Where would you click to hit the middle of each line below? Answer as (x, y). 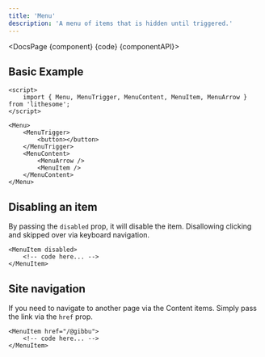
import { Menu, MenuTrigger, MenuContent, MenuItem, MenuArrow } (135, 98)
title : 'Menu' (32, 16)
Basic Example (46, 71)
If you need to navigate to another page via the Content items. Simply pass (132, 308)
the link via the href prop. (50, 317)
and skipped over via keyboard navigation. (79, 235)
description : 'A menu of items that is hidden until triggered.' (120, 23)
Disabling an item (53, 207)
